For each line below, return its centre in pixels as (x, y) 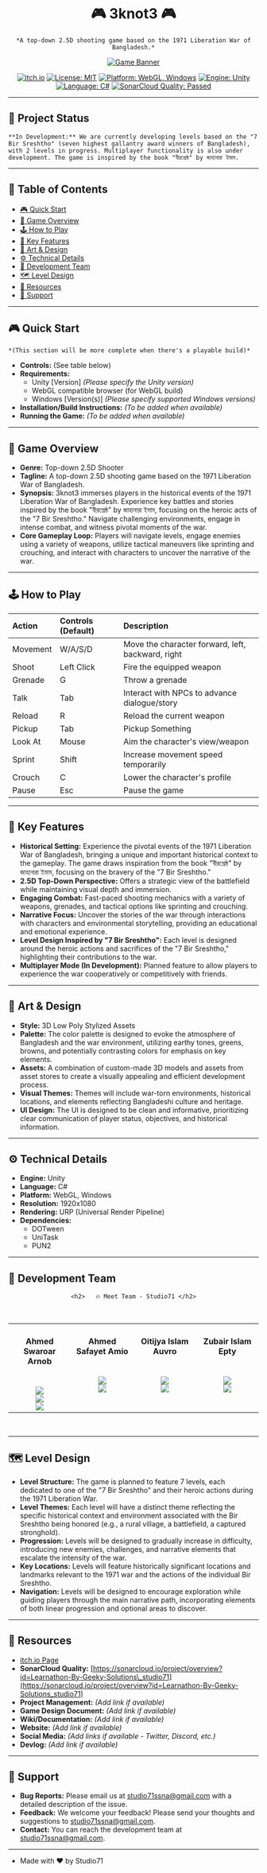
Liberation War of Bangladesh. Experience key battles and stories (127, 502)
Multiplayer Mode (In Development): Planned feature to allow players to (138, 965)
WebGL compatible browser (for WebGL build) (107, 391)
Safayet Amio (102, 1351)
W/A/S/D (76, 649)
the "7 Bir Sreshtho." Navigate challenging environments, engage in (130, 519)
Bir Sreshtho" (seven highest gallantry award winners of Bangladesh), (129, 143)
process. (34, 1084)
